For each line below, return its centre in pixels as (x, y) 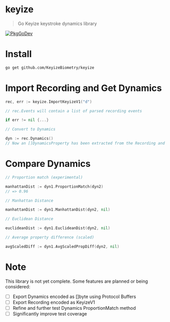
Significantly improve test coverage (50, 314)
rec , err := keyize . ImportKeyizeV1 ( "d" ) (49, 102)
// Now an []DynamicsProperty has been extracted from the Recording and (85, 143)
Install (19, 54)
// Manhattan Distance (29, 201)
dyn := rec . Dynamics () (29, 139)
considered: (18, 286)
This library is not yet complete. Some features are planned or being (77, 281)
